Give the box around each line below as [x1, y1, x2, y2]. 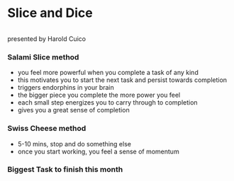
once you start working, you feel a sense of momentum [17, 147, 179, 156]
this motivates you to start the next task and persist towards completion [17, 76, 228, 84]
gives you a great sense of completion [17, 106, 130, 115]
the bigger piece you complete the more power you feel [17, 90, 181, 100]
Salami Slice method [7, 52, 79, 62]
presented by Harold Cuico [7, 34, 87, 43]
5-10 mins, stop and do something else [17, 139, 131, 148]
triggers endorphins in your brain [17, 83, 115, 92]
